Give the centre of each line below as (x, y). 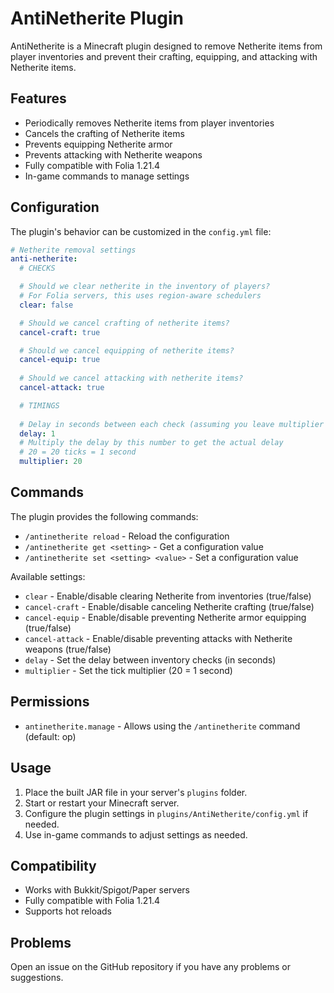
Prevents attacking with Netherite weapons (113, 154)
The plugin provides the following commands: (104, 516)
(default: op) (50, 736)
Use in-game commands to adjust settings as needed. (136, 834)
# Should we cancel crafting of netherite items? (124, 323)
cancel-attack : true (62, 388)
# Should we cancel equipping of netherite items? (127, 350)
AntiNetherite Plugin (97, 18)
